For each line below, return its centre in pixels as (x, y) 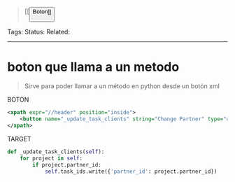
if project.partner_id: (67, 164)
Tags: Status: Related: (38, 32)
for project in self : (51, 158)
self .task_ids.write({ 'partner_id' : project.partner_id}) (131, 171)
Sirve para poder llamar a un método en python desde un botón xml (122, 86)
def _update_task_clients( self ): (56, 152)
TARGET (19, 139)
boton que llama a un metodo (93, 67)
